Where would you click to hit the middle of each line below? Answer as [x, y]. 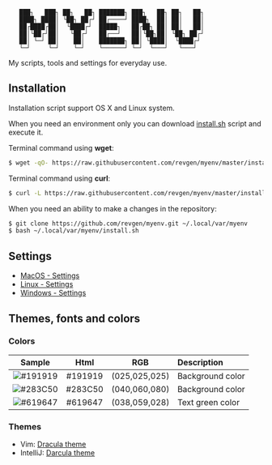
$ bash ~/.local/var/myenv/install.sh [74, 231]
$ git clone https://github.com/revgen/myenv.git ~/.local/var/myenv [128, 224]
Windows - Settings [53, 293]
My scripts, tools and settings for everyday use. [88, 63]
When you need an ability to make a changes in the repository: [113, 208]
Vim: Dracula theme [53, 444]
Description [200, 362]
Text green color [208, 402]
